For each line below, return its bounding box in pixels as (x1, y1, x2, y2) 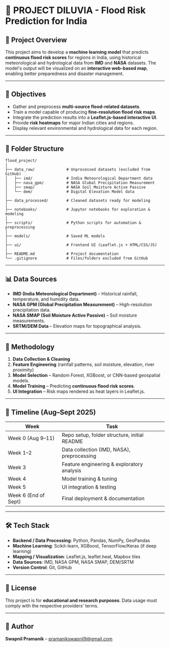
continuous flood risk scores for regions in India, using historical (5, 54, 141, 60)
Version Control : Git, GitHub (12, 564, 72, 570)
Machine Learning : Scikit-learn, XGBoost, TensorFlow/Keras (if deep (12, 542, 157, 549)
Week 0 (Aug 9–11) (8, 435, 55, 442)
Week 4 (8, 475, 26, 483)
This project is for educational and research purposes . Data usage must (5, 597, 157, 603)
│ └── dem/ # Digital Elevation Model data (5, 189, 135, 194)
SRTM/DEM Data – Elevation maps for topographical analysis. (12, 323, 142, 329)
